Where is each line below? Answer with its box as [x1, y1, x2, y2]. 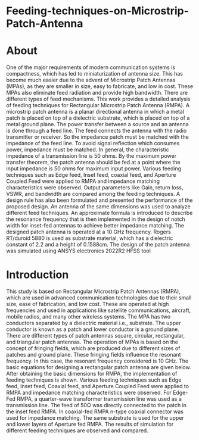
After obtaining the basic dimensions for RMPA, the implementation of [6, 370, 178, 377]
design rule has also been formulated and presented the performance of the [6, 196, 193, 204]
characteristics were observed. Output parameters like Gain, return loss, [6, 184, 184, 191]
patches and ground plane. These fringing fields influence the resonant [6, 351, 181, 358]
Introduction [6, 268, 69, 282]
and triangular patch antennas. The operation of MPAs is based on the [6, 338, 179, 346]
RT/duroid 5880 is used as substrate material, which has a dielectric [6, 235, 173, 242]
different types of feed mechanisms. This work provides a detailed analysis [6, 95, 191, 102]
